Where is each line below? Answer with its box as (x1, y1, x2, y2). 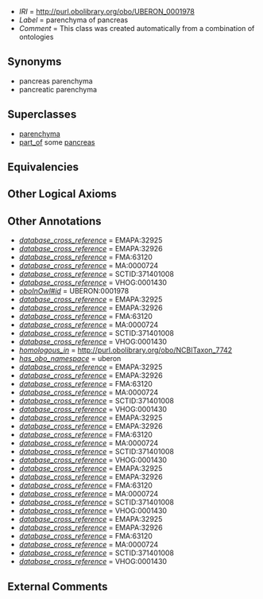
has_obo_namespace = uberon (18, 354, 122, 364)
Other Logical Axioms (7, 187, 117, 201)
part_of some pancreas (18, 137, 95, 146)
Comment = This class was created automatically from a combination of (18, 24, 255, 33)
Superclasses (7, 107, 77, 122)
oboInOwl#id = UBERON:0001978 (18, 286, 130, 296)
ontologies (18, 32, 54, 41)
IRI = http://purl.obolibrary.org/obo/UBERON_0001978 (18, 7, 195, 16)
